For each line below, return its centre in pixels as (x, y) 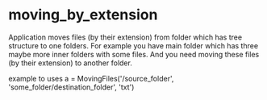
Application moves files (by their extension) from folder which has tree (125, 37)
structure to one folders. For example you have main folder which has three (133, 45)
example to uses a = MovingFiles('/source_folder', (91, 78)
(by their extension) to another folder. (71, 63)
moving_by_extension (83, 15)
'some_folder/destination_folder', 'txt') (71, 87)
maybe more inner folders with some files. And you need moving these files (134, 54)
